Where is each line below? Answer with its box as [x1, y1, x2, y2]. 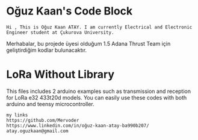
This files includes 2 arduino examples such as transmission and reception [6, 87, 191, 95]
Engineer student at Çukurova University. [6, 29, 114, 36]
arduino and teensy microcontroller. [6, 100, 94, 107]
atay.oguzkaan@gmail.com [6, 128, 69, 134]
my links [6, 112, 28, 118]
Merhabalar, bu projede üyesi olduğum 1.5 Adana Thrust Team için [6, 40, 171, 47]
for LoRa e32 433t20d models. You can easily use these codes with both [6, 94, 187, 101]
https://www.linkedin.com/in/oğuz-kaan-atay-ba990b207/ [6, 122, 149, 129]
